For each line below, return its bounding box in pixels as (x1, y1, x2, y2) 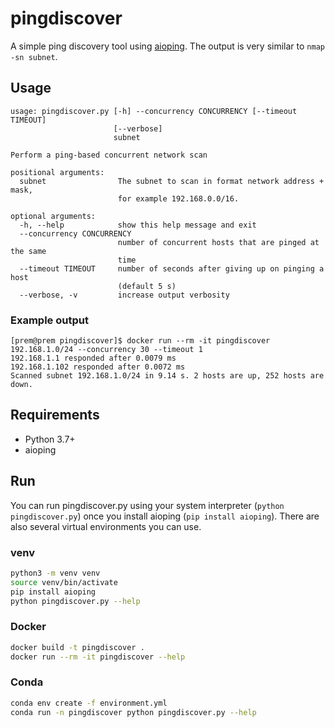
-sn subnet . (10, 50, 58, 62)
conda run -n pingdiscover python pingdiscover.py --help (10, 707, 257, 717)
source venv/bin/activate (10, 577, 118, 587)
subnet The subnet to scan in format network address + (19, 176, 325, 186)
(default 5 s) (117, 281, 177, 291)
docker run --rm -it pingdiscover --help (10, 652, 186, 662)
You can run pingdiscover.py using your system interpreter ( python (10, 499, 285, 511)
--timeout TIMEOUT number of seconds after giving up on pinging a (19, 263, 325, 274)
